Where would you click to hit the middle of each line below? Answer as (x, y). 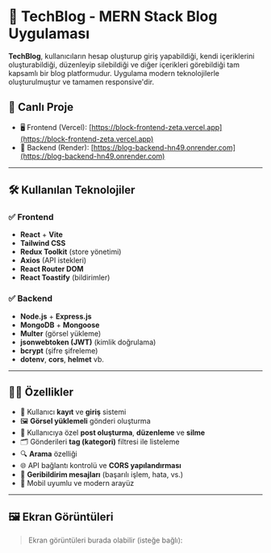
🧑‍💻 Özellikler (41, 393)
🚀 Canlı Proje (41, 107)
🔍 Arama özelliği (49, 454)
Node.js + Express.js (56, 316)
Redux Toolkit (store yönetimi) (71, 252)
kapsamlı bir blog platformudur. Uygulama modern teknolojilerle (114, 73)
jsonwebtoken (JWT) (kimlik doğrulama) (88, 342)
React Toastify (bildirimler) (65, 277)
